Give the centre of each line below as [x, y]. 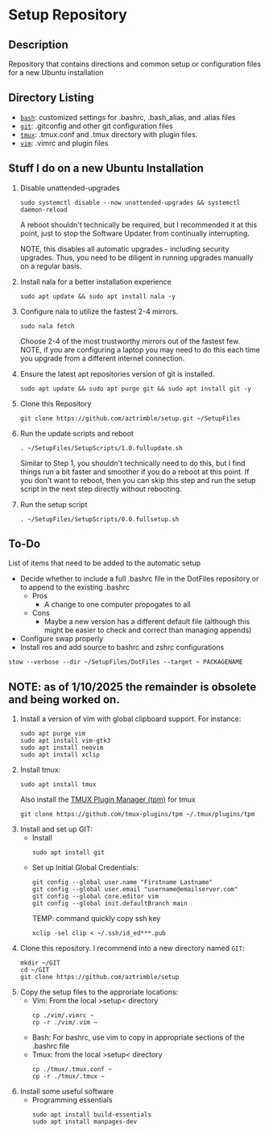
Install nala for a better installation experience [95, 281]
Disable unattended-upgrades [70, 188]
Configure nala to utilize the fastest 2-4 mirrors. [99, 311]
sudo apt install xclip [60, 755]
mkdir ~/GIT [40, 963]
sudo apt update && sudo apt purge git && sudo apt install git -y [135, 389]
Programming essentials [72, 1100]
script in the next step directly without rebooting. [101, 489]
